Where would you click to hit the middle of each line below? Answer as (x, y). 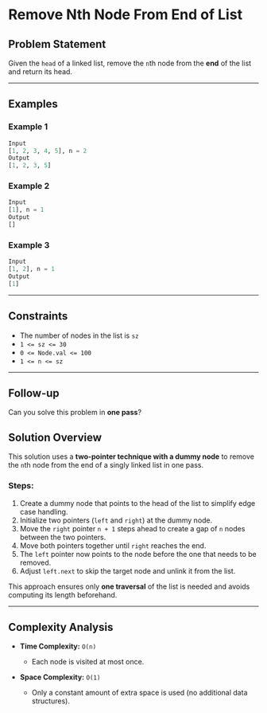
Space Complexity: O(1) (60, 677)
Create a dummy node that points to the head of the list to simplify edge (137, 503)
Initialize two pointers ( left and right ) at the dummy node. (116, 520)
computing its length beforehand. (63, 594)
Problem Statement (57, 44)
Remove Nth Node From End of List (126, 15)
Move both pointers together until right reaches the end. (113, 545)
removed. (35, 562)
